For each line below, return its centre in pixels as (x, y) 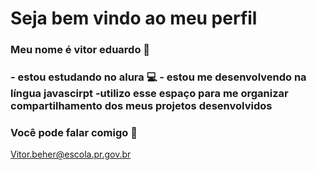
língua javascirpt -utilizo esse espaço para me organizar (149, 94)
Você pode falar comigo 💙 (74, 132)
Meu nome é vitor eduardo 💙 (80, 50)
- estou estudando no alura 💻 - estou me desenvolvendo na (158, 77)
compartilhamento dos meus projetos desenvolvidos (141, 106)
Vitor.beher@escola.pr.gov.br (71, 154)
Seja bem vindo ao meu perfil (134, 18)
